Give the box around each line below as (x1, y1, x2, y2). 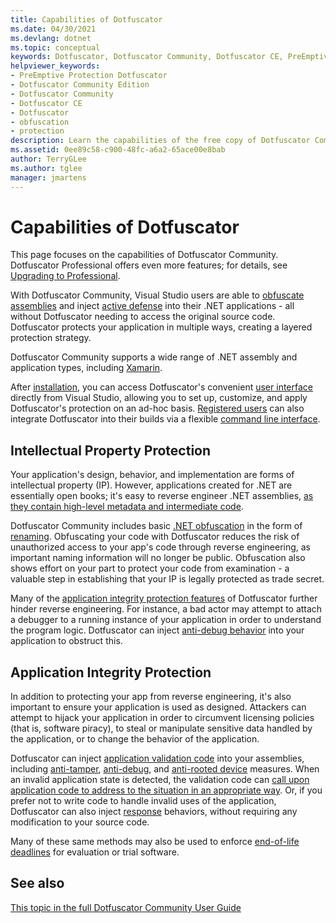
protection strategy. (10, 332, 92, 344)
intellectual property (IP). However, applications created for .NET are (10, 479, 293, 491)
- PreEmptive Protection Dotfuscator (10, 71, 168, 81)
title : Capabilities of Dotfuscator (10, 14, 163, 25)
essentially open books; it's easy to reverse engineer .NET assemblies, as (10, 490, 314, 502)
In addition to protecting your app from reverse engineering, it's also (10, 691, 292, 703)
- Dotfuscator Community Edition (10, 80, 150, 90)
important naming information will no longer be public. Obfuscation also (10, 552, 306, 564)
